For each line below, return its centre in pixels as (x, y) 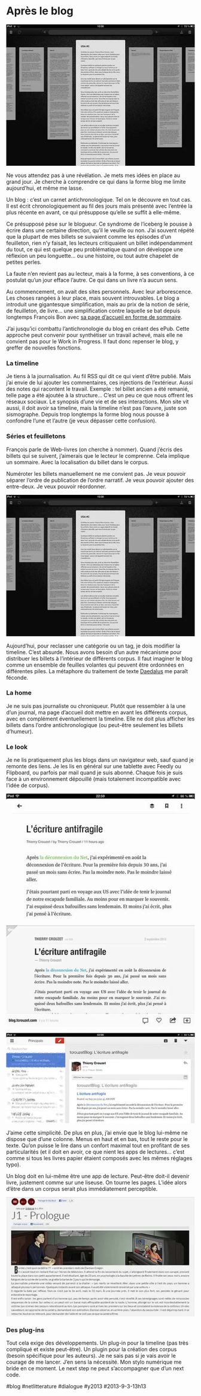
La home (19, 693)
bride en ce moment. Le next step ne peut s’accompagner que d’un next (95, 1368)
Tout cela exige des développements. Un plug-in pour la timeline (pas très (97, 1343)
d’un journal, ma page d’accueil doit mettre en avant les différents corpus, (97, 712)
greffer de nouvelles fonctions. (44, 348)
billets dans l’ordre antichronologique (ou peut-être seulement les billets (95, 725)
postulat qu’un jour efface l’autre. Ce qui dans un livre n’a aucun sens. (92, 280)
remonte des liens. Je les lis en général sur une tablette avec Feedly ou (94, 767)
